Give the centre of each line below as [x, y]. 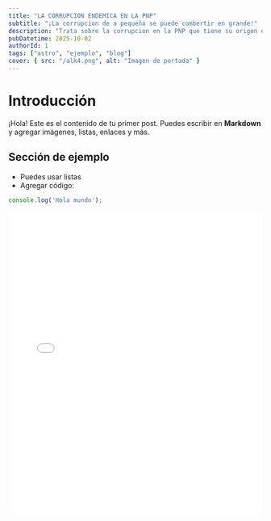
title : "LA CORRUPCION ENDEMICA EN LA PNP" [83, 16]
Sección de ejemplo [59, 157]
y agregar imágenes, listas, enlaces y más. [79, 132]
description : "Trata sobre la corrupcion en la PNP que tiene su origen [133, 31]
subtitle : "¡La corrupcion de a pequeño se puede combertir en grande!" [133, 23]
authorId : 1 [28, 46]
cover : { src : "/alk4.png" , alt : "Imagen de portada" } [104, 61]
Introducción [52, 101]
